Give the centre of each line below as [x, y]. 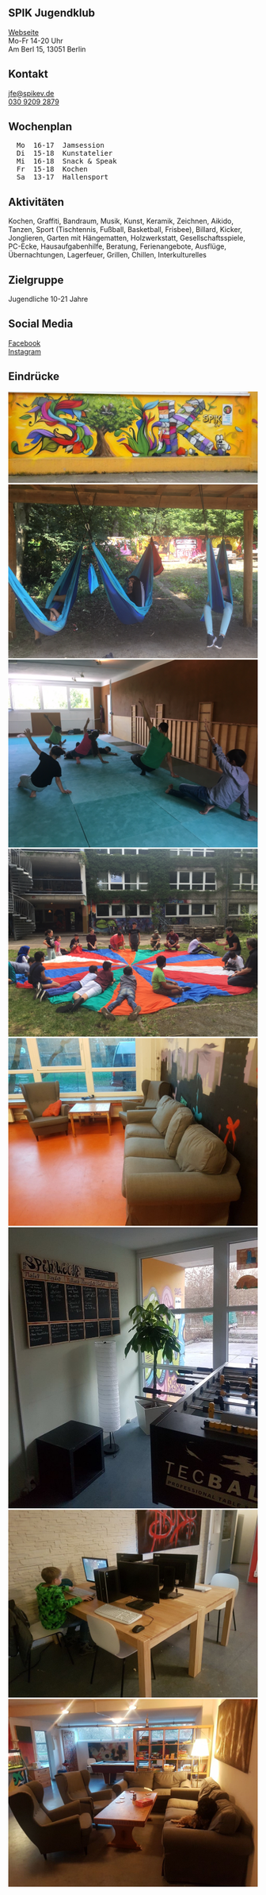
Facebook [25, 343]
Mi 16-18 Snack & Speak [66, 161]
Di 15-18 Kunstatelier [65, 153]
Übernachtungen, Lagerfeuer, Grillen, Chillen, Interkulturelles [108, 255]
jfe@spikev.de [31, 93]
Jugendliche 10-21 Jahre [48, 299]
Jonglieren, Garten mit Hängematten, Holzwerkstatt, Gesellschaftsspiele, [127, 238]
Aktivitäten [36, 202]
